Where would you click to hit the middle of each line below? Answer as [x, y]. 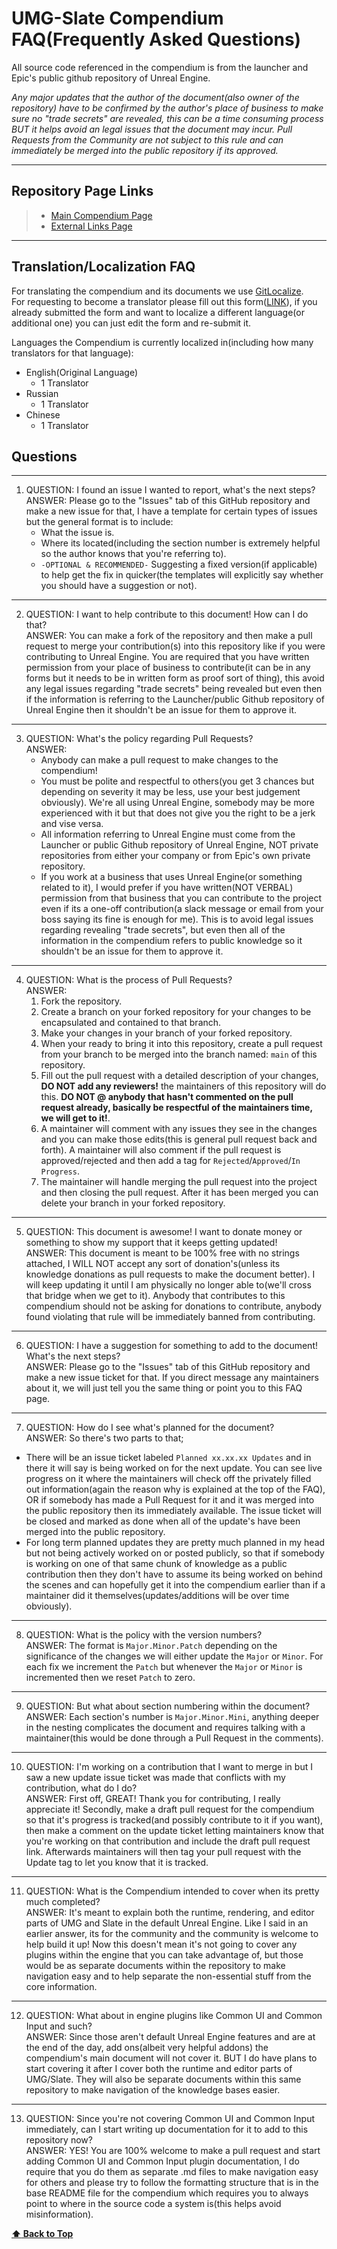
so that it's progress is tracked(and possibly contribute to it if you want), [174, 1820]
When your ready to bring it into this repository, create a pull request [181, 1044]
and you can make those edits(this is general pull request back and [179, 1139]
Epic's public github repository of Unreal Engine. [111, 78]
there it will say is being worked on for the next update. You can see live [174, 1468]
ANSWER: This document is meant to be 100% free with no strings [162, 1253]
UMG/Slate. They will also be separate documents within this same [163, 2079]
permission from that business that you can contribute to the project [181, 898]
